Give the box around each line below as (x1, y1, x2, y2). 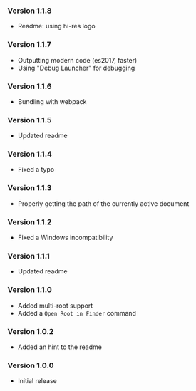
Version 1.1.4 (7, 149, 52, 159)
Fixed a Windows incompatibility (17, 234, 113, 242)
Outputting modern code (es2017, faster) (17, 56, 138, 64)
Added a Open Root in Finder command (17, 308, 137, 317)
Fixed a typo (17, 165, 55, 174)
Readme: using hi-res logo (17, 22, 96, 31)
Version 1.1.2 (7, 217, 52, 226)
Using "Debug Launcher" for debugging (17, 63, 135, 72)
